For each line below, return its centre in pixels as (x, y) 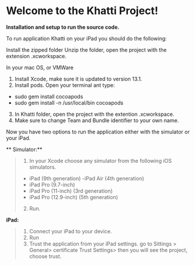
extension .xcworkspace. (36, 56)
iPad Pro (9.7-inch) (52, 185)
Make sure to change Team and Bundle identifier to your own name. (97, 120)
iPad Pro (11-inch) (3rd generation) (71, 191)
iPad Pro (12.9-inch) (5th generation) (74, 197)
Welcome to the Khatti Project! (82, 11)
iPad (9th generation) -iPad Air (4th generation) (87, 178)
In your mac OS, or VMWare (40, 67)
